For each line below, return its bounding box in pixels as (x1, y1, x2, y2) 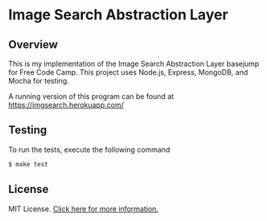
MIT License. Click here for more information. (8, 203, 159, 214)
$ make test (8, 160, 48, 168)
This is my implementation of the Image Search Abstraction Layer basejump (8, 59, 260, 68)
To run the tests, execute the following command (8, 145, 170, 154)
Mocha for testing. (8, 76, 70, 85)
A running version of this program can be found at (8, 92, 175, 101)
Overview (8, 38, 59, 51)
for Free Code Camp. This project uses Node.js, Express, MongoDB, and (8, 68, 249, 77)
